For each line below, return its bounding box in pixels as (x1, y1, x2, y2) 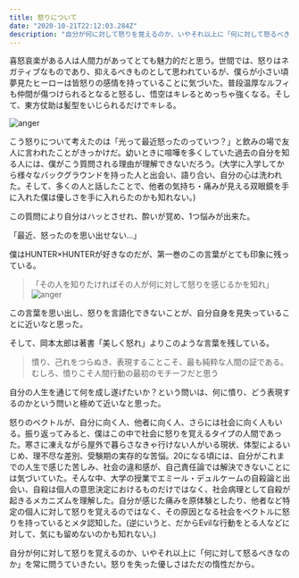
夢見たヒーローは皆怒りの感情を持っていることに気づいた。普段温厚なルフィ (9, 78, 291, 88)
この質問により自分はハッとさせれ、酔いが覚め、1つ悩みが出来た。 (9, 211, 255, 222)
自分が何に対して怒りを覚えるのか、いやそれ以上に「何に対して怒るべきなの (9, 548, 290, 558)
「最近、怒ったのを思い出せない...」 (9, 230, 142, 241)
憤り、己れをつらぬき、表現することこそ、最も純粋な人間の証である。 (30, 356, 288, 367)
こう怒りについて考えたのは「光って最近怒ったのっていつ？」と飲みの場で (9, 136, 283, 147)
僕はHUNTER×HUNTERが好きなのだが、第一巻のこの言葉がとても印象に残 (9, 249, 282, 260)
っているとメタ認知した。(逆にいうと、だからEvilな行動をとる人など (32, 517, 283, 528)
